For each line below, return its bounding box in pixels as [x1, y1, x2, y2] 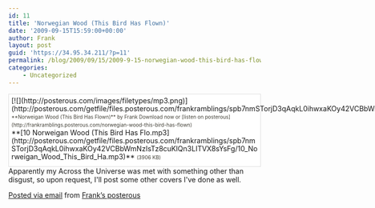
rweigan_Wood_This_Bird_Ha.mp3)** [11, 151, 135, 161]
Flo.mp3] [139, 127, 170, 137]
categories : [8, 64, 48, 72]
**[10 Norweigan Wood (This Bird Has [11, 127, 139, 137]
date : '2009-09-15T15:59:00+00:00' [8, 26, 127, 34]
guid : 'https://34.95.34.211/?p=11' [8, 49, 131, 57]
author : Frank [8, 34, 56, 42]
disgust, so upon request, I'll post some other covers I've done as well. [8, 174, 242, 184]
